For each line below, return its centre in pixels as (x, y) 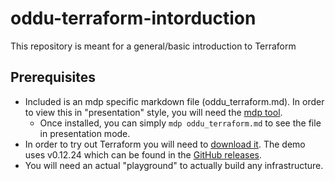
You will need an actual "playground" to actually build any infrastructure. (174, 165)
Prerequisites (53, 77)
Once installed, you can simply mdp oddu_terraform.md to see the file (180, 123)
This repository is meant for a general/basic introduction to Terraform (153, 46)
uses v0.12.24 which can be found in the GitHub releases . (143, 154)
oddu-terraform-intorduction (133, 18)
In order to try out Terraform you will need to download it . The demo (165, 144)
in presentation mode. (85, 133)
